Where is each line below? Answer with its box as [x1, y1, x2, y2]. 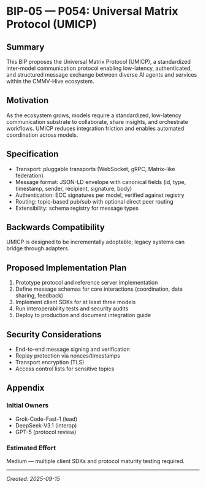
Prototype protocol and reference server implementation [15, 279, 158, 286]
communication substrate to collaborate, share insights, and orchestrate [6, 118, 188, 125]
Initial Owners [6, 401, 49, 410]
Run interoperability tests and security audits [15, 305, 129, 312]
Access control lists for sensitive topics [15, 365, 115, 372]
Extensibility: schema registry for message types [15, 204, 139, 212]
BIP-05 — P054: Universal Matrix [6, 4, 178, 18]
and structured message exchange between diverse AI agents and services [6, 71, 197, 78]
